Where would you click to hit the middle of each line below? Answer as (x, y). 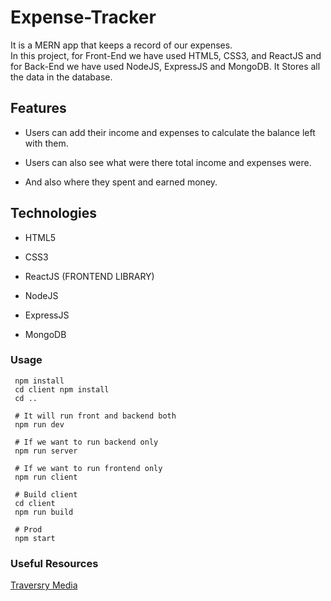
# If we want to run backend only (86, 442)
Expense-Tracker (83, 17)
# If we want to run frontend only (88, 468)
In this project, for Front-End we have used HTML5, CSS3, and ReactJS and (166, 55)
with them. (46, 143)
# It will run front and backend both (95, 416)
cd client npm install (62, 389)
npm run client (46, 477)
